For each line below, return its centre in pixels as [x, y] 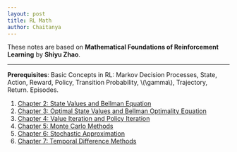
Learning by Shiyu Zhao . [44, 54]
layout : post [26, 14]
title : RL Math [30, 21]
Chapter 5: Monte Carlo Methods [66, 126]
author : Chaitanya [34, 27]
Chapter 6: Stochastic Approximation [71, 134]
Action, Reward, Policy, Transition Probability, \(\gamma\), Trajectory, [108, 83]
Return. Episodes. [33, 90]
